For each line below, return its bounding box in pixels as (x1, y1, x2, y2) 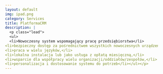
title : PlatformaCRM (5, 20, 47, 26)
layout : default (5, 7, 38, 12)
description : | (5, 25, 36, 30)
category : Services (5, 16, 45, 21)
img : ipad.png (5, 12, 34, 17)
